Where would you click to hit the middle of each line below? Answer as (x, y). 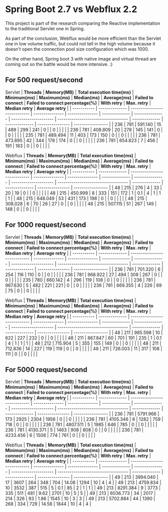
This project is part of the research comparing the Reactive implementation (83, 23)
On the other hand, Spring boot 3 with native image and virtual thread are (81, 58)
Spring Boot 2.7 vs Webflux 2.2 (71, 9)
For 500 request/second (44, 80)
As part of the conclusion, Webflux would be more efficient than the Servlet (83, 38)
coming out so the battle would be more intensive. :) (59, 64)
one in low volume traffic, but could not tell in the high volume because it (80, 43)
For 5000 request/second (46, 370)
